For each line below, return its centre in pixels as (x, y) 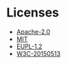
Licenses (33, 13)
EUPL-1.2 (29, 46)
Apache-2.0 (33, 32)
